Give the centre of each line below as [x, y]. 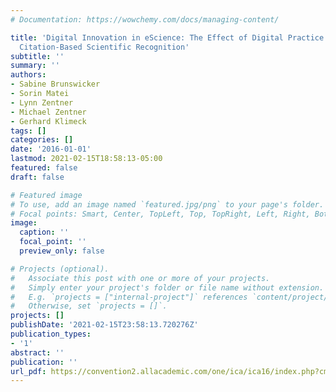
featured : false [44, 168]
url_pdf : [28, 371]
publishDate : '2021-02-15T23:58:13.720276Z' [104, 325]
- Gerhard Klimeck [48, 121]
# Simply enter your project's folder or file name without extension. [167, 287]
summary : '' [35, 66]
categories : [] [42, 140]
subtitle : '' [37, 56]
